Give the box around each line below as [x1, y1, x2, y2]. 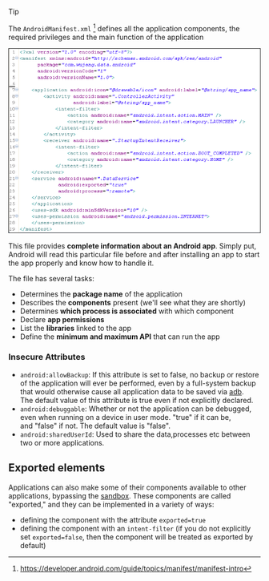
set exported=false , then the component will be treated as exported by [19, 532, 254, 542]
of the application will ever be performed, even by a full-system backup [19, 378, 256, 388]
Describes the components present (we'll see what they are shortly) [19, 297, 247, 307]
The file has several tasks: [8, 273, 94, 283]
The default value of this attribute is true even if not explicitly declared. [19, 395, 254, 405]
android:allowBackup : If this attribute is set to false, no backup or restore [19, 369, 259, 379]
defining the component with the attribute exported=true [19, 514, 207, 524]
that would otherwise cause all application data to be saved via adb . [19, 386, 244, 396]
